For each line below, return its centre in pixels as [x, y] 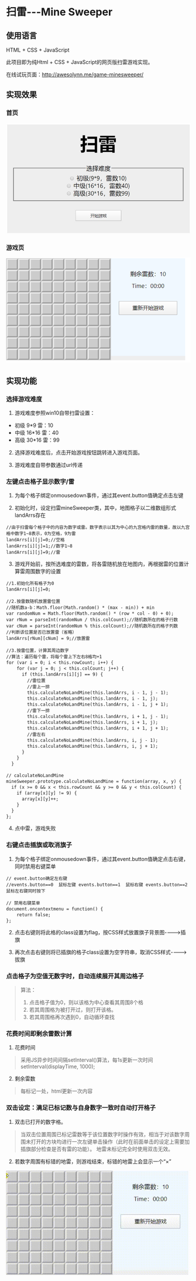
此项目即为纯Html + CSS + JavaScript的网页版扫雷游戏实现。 [80, 62]
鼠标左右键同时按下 [26, 891]
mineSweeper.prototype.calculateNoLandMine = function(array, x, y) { [94, 782]
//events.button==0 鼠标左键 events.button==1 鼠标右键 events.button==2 [97, 884]
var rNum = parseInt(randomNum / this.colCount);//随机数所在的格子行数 [92, 620]
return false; [34, 915]
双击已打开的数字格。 [40, 1121]
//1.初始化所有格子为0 [30, 584]
